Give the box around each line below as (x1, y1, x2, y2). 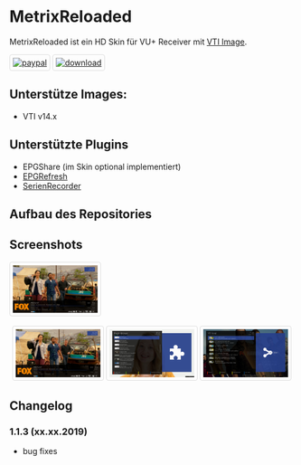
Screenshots (9, 237, 83, 252)
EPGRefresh (22, 170, 68, 182)
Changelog (9, 398, 73, 413)
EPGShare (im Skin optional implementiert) (22, 161, 182, 172)
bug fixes (22, 446, 58, 457)
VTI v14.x (22, 110, 58, 121)
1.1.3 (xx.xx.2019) (9, 425, 88, 438)
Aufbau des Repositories (9, 206, 152, 222)
